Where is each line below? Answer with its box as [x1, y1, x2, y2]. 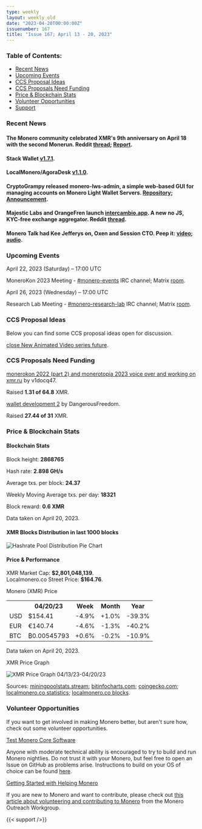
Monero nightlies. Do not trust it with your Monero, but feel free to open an [6, 754, 193, 762]
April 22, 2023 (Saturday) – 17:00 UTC [6, 265, 101, 272]
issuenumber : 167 [6, 26, 50, 32]
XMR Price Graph [6, 659, 50, 666]
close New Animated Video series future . [6, 341, 109, 348]
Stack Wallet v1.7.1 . [6, 154, 55, 162]
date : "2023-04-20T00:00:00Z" [6, 20, 83, 26]
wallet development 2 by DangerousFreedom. [6, 400, 120, 407]
